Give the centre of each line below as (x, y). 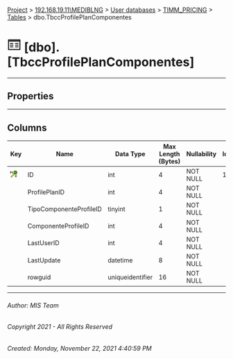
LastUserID (44, 243)
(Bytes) (170, 161)
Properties (31, 96)
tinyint (116, 209)
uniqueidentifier (130, 277)
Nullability (201, 153)
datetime (120, 260)
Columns (27, 127)
